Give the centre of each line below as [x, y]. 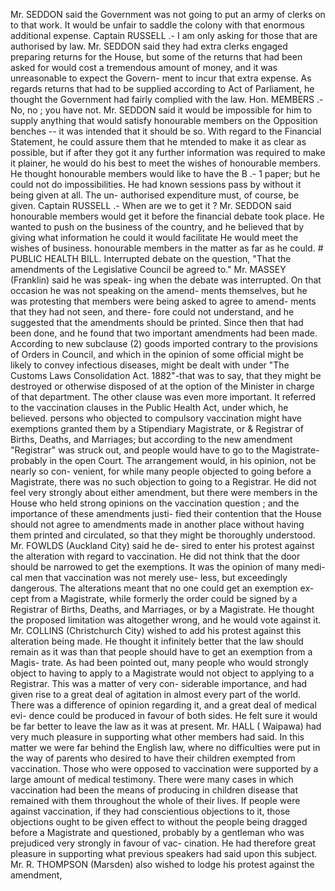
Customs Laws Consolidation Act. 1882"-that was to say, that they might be [166, 375]
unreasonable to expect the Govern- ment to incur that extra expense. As [161, 78]
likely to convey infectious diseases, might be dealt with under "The [150, 365]
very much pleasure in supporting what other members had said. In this [157, 737]
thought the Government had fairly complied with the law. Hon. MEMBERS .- [167, 99]
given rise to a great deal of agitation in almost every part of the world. [156, 694]
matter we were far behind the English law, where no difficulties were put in [165, 747]
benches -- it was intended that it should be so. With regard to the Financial [166, 131]
